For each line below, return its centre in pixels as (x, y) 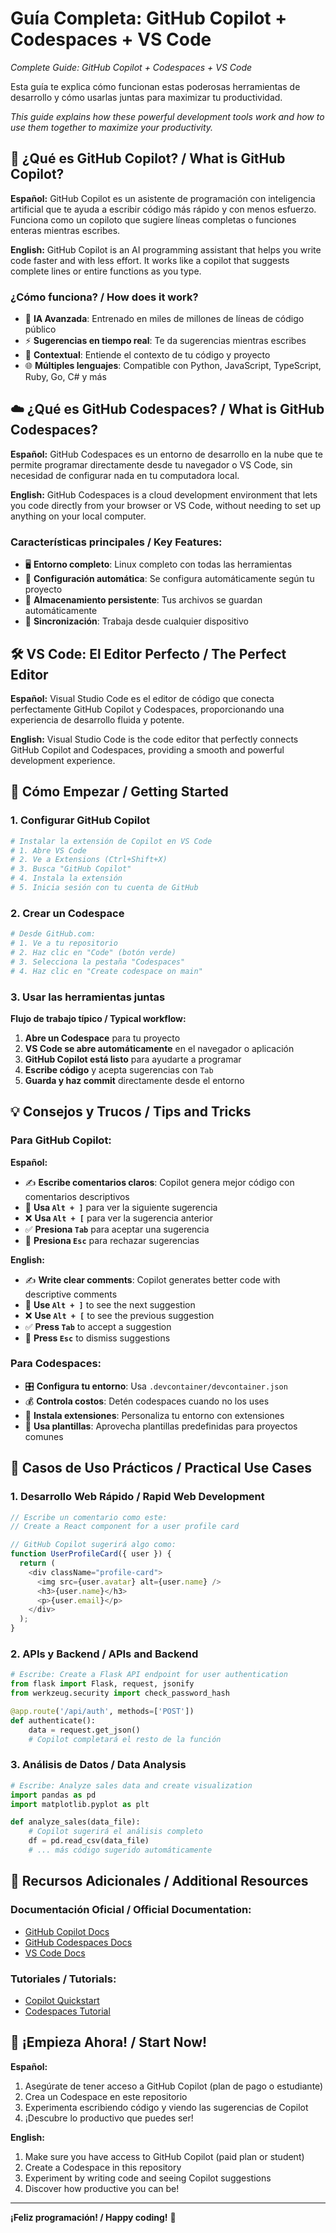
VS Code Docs (55, 1953)
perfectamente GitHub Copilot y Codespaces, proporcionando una (147, 709)
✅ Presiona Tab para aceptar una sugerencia (117, 1229)
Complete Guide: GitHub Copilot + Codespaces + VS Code (131, 67)
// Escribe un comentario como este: (89, 1517)
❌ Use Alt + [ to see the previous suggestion (119, 1315)
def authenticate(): (53, 1720)
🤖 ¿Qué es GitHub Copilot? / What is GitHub (148, 158)
